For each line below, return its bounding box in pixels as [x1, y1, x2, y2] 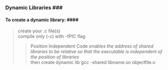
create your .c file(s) [17, 28, 61, 34]
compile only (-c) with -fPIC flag [17, 33, 86, 40]
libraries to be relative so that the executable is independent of [30, 49, 162, 55]
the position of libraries [30, 54, 79, 60]
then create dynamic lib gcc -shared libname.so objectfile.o [30, 59, 156, 65]
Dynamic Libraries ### [5, 4, 63, 11]
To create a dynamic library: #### [5, 17, 79, 23]
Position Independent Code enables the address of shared [30, 43, 154, 49]
